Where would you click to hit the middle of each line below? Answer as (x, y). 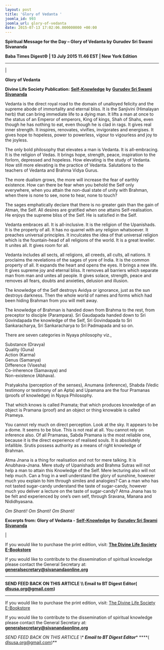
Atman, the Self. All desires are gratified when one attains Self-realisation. (79, 210)
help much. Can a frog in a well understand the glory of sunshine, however (80, 476)
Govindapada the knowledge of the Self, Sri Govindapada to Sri (69, 321)
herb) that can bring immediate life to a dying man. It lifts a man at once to (79, 114)
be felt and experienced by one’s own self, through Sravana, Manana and (79, 496)
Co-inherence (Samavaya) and (36, 370)
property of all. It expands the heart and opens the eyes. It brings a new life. (81, 265)
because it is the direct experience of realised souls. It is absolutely (73, 440)
